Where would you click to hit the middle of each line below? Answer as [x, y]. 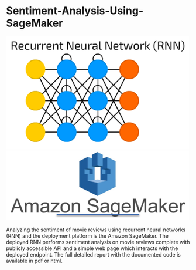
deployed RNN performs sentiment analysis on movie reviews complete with [98, 242]
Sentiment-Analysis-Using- [75, 11]
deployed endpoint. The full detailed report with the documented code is [94, 255]
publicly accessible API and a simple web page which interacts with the [92, 248]
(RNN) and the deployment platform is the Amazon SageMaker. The [87, 236]
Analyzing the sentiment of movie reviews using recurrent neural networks [96, 230]
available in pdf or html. [35, 261]
